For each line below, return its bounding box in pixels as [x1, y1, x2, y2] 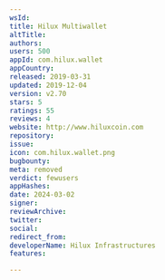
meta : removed [9, 165, 63, 174]
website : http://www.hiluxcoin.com [9, 123, 144, 132]
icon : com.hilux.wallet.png [9, 148, 116, 157]
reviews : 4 [9, 114, 51, 123]
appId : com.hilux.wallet [9, 55, 103, 64]
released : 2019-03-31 [9, 72, 92, 82]
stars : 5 [9, 97, 43, 107]
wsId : [9, 13, 30, 23]
